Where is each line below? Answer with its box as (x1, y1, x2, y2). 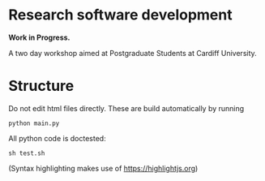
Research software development (8, 6, 233, 24)
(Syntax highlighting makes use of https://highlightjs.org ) (8, 163, 199, 173)
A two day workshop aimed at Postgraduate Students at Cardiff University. (8, 48, 257, 58)
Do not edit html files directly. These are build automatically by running (8, 103, 245, 113)
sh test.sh (8, 149, 45, 157)
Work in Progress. (8, 32, 71, 42)
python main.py (8, 119, 60, 127)
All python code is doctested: (8, 133, 107, 143)
